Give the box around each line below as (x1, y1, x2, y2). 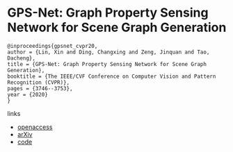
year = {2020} (7, 91, 49, 98)
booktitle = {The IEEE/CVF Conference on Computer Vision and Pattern (7, 73, 216, 80)
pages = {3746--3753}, (7, 85, 73, 92)
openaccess (17, 123, 53, 131)
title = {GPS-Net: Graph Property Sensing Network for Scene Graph (7, 60, 207, 67)
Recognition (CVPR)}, (7, 78, 70, 86)
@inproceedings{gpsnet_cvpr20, (7, 42, 98, 49)
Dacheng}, (7, 54, 36, 62)
